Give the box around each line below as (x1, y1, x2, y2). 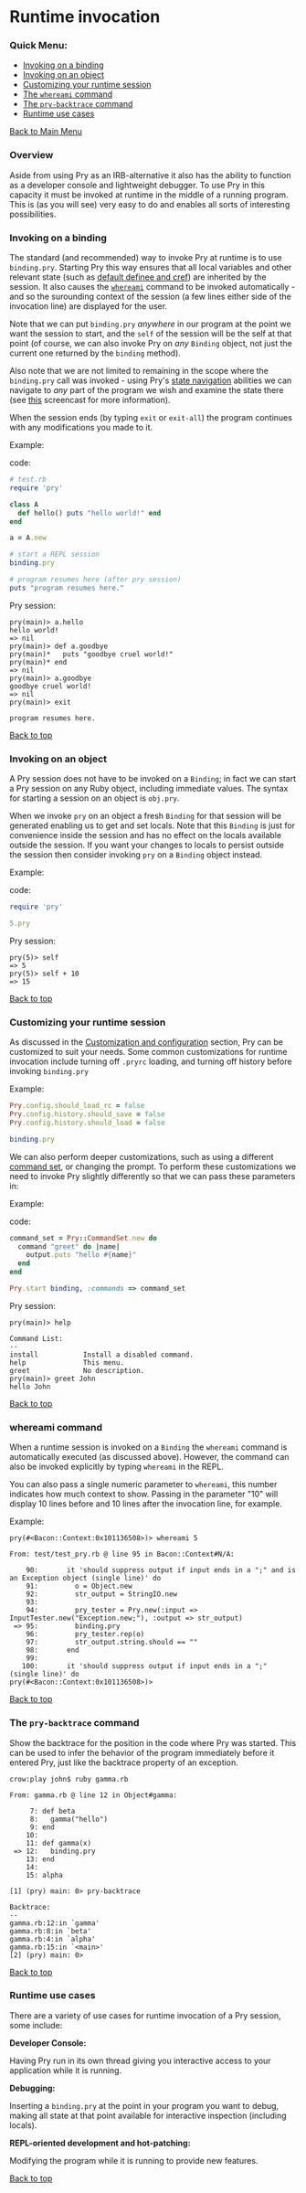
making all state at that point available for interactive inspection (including (9, 2110, 287, 2121)
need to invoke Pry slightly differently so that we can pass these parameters (9, 1170, 296, 1181)
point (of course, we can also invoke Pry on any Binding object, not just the (9, 338, 292, 349)
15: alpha (26, 1870, 64, 1879)
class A (9, 500, 39, 509)
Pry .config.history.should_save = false (9, 1110, 166, 1119)
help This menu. (9, 1357, 125, 1368)
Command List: (9, 1334, 64, 1343)
